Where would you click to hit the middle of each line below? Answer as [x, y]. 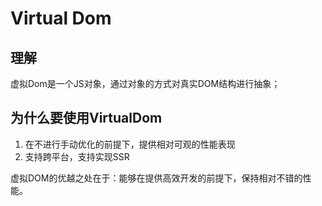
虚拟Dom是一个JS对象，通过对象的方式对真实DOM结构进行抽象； [145, 83]
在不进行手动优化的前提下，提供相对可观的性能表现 [130, 144]
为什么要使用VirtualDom [86, 118]
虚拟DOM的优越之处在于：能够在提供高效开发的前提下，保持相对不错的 [156, 178]
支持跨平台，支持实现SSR [77, 156]
